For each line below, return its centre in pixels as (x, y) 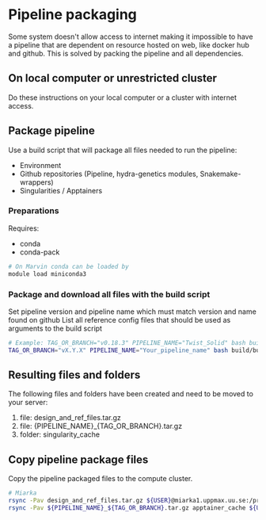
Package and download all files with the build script (109, 294)
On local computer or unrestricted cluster (113, 78)
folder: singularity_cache (60, 434)
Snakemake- (220, 174)
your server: (28, 403)
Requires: (24, 228)
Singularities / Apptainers (61, 190)
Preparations (34, 211)
